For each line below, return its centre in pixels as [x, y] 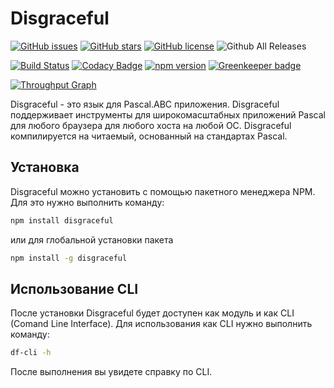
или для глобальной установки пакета [92, 239]
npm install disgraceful [62, 220]
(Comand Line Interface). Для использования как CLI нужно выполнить [161, 324]
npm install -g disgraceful [69, 258]
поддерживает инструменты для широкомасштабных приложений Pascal [168, 114]
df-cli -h [31, 353]
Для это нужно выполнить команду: [87, 202]
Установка [45, 167]
